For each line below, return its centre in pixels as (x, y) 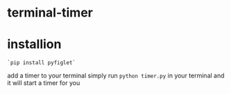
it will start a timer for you (44, 83)
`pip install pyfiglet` (42, 63)
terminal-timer (50, 13)
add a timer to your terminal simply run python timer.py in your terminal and (116, 76)
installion (34, 45)
